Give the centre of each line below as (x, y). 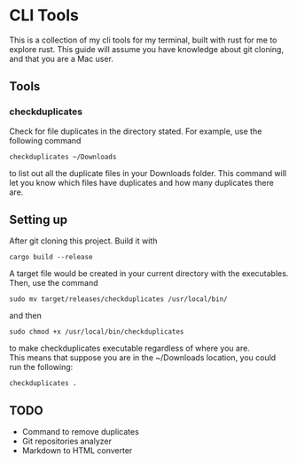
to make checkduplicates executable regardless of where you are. (129, 348)
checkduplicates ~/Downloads (63, 157)
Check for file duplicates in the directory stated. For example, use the (136, 131)
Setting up (39, 220)
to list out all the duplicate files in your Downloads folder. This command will (148, 173)
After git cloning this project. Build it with (83, 241)
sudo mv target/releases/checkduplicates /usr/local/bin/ (118, 299)
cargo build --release (51, 258)
